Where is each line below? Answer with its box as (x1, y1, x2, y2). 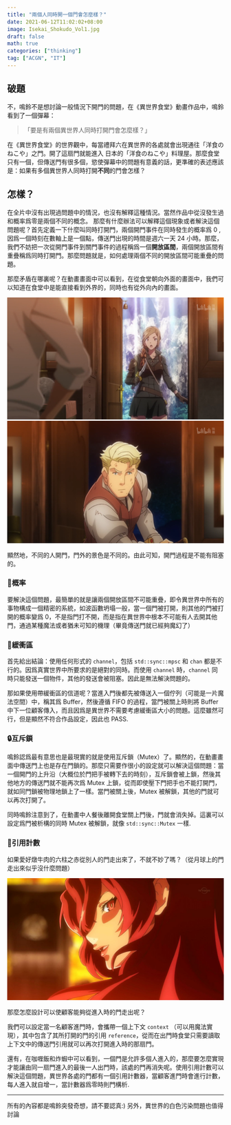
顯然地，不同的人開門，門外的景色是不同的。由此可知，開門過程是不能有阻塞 (7, 550, 224, 559)
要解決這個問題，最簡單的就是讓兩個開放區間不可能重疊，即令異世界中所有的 (7, 595, 224, 604)
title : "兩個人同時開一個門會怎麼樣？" (7, 11, 107, 18)
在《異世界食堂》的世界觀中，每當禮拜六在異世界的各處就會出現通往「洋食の (7, 140, 224, 148)
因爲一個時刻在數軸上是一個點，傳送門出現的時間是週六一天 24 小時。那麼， (7, 234, 223, 242)
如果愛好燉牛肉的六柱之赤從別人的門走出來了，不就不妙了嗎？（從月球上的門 (7, 855, 224, 864)
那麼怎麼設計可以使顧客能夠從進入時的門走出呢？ (7, 1008, 146, 1017)
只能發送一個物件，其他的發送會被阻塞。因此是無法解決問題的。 (12, 675, 194, 683)
